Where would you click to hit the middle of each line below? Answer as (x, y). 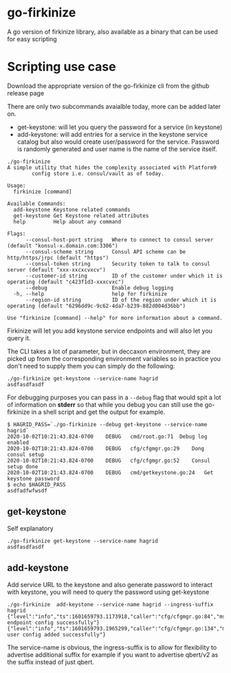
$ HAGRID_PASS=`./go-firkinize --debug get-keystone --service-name (107, 424)
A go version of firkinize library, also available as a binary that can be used (112, 32)
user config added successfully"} (57, 635)
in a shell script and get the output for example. (98, 412)
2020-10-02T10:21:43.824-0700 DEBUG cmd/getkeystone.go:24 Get (110, 472)
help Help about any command (67, 221)
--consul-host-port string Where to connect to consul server (119, 240)
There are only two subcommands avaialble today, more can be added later (114, 106)
